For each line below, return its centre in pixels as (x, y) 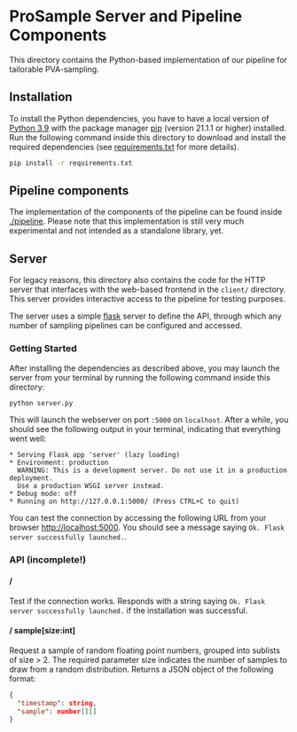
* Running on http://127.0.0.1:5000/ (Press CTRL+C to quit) (125, 502)
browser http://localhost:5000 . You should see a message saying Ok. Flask (147, 527)
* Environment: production (59, 463)
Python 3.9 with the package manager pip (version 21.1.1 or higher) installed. (148, 128)
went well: (28, 439)
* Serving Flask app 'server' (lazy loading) (94, 455)
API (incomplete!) (48, 560)
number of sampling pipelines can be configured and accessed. (126, 326)
